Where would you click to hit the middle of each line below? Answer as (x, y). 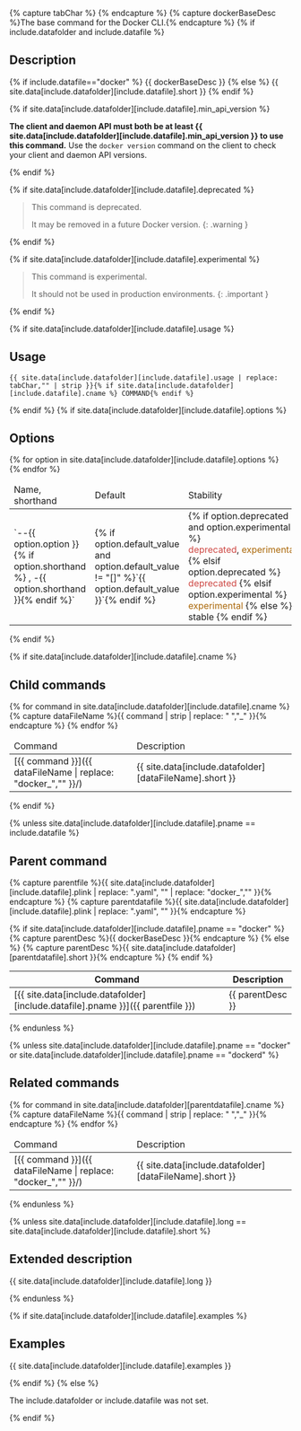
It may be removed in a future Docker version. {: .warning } (140, 224)
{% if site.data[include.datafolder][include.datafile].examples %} (129, 1315)
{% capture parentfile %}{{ (59, 882)
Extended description (71, 1259)
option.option (42, 544)
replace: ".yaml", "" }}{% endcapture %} (172, 911)
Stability (205, 496)
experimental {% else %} (240, 606)
